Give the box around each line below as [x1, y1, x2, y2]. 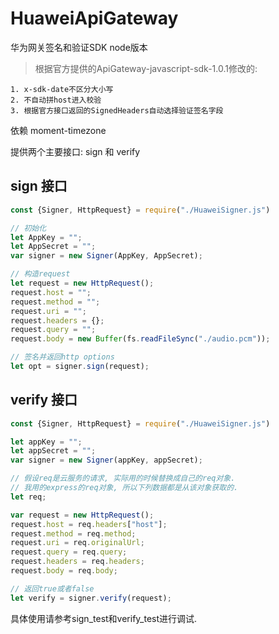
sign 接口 [10, 178, 68, 195]
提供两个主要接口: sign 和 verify [10, 145, 141, 157]
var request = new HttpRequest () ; [10, 510, 155, 520]
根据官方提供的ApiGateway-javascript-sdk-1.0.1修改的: [34, 62, 258, 74]
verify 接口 [10, 392, 78, 409]
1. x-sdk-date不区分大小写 [10, 84, 114, 94]
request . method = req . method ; [10, 528, 137, 539]
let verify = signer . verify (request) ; [10, 593, 172, 603]
